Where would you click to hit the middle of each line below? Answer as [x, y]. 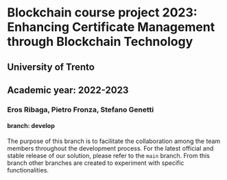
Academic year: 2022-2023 [68, 90]
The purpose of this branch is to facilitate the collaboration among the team [114, 141]
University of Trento [51, 67]
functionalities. [28, 170]
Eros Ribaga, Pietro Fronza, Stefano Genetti [81, 110]
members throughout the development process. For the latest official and [110, 149]
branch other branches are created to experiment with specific [96, 163]
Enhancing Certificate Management [111, 27]
